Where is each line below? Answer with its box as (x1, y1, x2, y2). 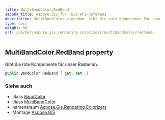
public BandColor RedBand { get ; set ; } (5, 71, 89, 76)
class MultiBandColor (12, 99, 55, 105)
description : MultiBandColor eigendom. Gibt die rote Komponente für (5, 16, 151, 21)
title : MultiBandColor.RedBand (5, 7, 69, 12)
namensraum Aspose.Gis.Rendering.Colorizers (12, 104, 107, 110)
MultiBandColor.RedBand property (5, 48, 113, 57)
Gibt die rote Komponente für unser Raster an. (5, 61, 98, 67)
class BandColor (12, 93, 46, 99)
